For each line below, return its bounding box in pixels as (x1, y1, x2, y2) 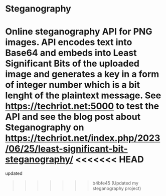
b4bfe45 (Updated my (92, 180, 139, 186)
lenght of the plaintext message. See (5, 90, 161, 101)
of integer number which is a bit (5, 79, 140, 91)
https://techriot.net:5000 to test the (5, 101, 159, 112)
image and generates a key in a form (5, 69, 159, 80)
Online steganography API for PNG (5, 26, 152, 38)
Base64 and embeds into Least (5, 47, 137, 59)
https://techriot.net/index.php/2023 (5, 132, 160, 144)
